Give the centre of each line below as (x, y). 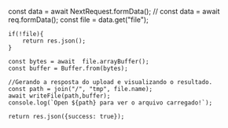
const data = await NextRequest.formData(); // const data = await (114, 11)
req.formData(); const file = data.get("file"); (79, 20)
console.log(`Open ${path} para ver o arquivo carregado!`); (110, 103)
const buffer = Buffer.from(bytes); (68, 68)
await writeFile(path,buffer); (59, 96)
